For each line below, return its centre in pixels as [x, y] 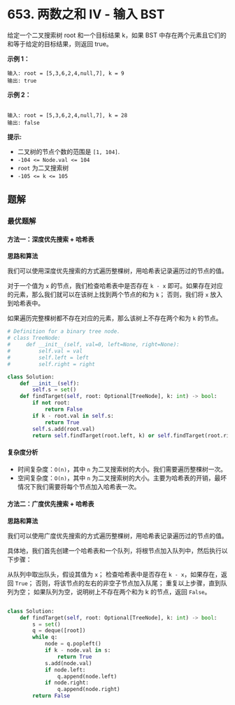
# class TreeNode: [34, 338]
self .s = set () [55, 390]
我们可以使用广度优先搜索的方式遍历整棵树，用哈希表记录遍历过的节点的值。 [117, 535]
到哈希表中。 [26, 303]
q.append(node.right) [88, 690]
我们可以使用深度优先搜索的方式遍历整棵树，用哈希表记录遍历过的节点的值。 [117, 271]
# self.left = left [48, 357]
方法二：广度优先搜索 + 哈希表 [51, 504]
